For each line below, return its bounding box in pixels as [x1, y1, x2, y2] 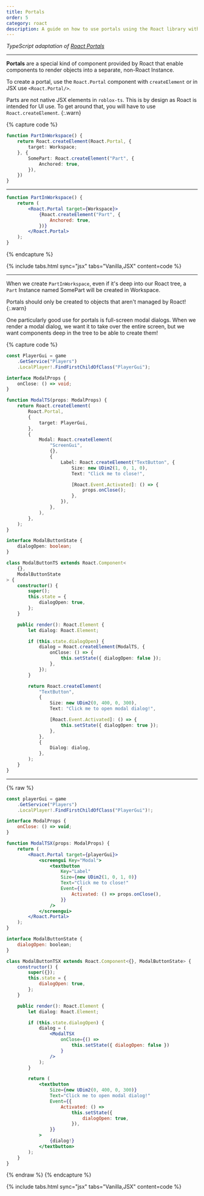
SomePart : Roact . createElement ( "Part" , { [28, 155, 135, 161]
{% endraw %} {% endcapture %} [6, 1171, 92, 1178]
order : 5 [6, 15, 29, 21]
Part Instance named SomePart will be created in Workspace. [6, 287, 161, 293]
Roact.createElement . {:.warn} [6, 109, 82, 117]
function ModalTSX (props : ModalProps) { [6, 840, 110, 846]
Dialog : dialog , [49, 745, 91, 751]
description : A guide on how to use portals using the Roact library [6, 25, 186, 32]
